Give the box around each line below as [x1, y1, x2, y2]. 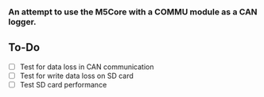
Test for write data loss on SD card [19, 71, 134, 80]
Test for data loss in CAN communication [19, 62, 154, 72]
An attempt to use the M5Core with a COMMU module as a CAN [8, 6, 258, 17]
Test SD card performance [19, 80, 107, 89]
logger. [8, 16, 37, 27]
